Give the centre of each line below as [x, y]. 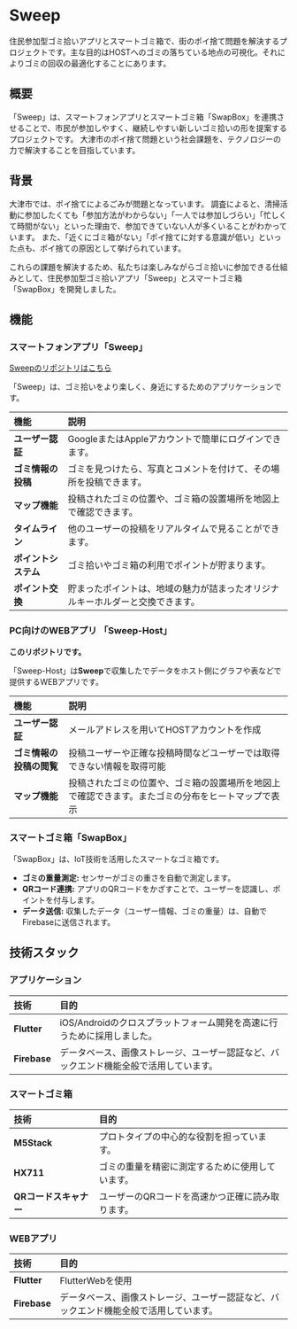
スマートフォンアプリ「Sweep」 [79, 346]
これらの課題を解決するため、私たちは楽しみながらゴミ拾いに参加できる [141, 267]
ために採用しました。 [113, 1036]
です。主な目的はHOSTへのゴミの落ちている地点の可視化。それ [163, 52]
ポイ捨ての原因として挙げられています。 [113, 248]
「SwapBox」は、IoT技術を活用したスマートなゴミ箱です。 [117, 859]
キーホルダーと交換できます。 [138, 602]
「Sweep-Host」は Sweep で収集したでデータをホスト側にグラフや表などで [145, 671]
